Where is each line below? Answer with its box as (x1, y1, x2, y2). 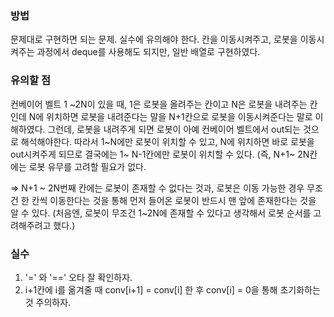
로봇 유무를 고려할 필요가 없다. (28, 160, 147, 172)
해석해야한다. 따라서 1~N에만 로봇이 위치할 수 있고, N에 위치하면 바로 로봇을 (20, 135, 315, 147)
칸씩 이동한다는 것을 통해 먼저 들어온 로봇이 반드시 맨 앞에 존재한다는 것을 (31, 194, 317, 206)
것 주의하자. (24, 296, 72, 308)
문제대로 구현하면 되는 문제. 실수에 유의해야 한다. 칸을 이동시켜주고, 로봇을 (10, 33, 298, 46)
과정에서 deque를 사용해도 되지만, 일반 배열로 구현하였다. (36, 46, 261, 58)
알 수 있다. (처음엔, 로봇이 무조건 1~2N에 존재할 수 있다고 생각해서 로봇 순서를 (10, 207, 312, 219)
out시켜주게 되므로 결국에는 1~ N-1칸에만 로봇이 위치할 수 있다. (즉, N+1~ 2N (10, 148, 310, 160)
